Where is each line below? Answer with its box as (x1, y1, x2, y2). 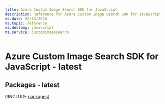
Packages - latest (5, 81, 60, 89)
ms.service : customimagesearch (5, 30, 69, 35)
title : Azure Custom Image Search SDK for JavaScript (5, 7, 118, 12)
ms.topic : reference (5, 21, 48, 26)
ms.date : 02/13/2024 (5, 16, 48, 21)
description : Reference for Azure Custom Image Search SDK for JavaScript (5, 12, 162, 17)
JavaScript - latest (5, 62, 82, 72)
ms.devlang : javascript (5, 25, 54, 30)
